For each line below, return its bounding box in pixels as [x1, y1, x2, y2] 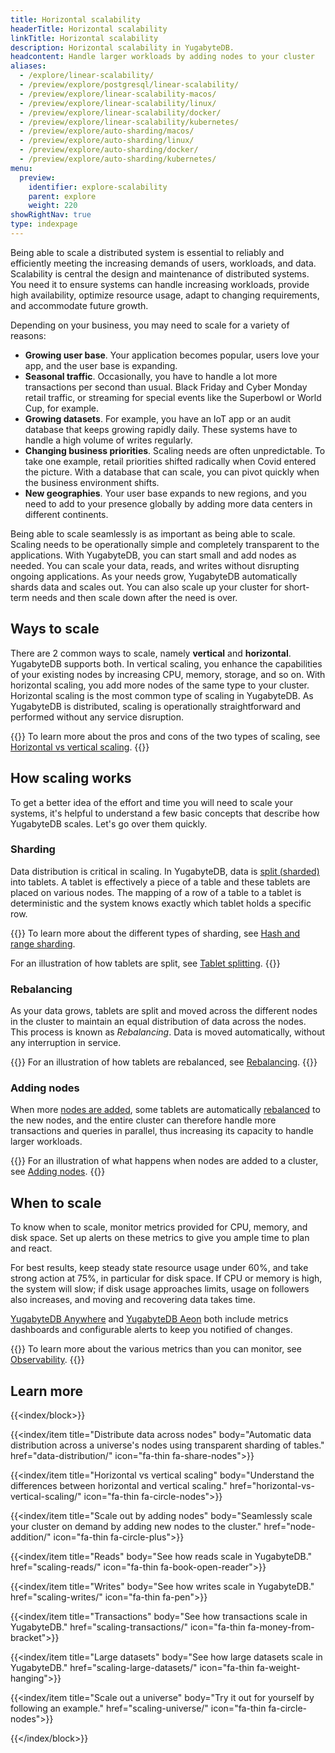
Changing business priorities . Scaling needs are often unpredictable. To [24, 444, 326, 456]
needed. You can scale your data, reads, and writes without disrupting [10, 559, 300, 571]
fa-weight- [256, 1662, 301, 1674]
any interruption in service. [10, 1037, 122, 1049]
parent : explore [28, 191, 97, 201]
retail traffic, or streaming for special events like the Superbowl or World [24, 391, 322, 403]
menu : [10, 163, 33, 173]
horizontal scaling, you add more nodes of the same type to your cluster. [10, 679, 310, 691]
